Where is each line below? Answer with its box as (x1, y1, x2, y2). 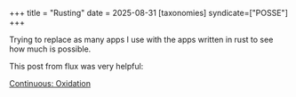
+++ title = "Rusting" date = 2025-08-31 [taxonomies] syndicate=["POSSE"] (9, 8, 289, 18)
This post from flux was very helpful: (9, 61, 144, 71)
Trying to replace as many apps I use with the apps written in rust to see (9, 35, 274, 44)
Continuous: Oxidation (9, 78, 92, 88)
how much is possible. (9, 44, 92, 54)
